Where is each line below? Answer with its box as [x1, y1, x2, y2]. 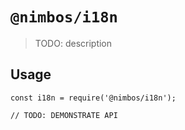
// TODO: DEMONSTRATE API [10, 110, 118, 120]
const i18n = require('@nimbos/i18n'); [10, 93, 177, 103]
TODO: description [34, 37, 113, 49]
